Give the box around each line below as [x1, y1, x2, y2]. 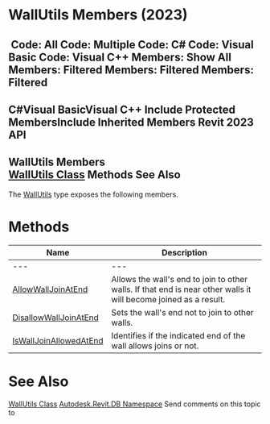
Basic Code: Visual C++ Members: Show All [8, 50, 231, 64]
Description [162, 247, 207, 258]
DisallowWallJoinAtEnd [12, 312, 99, 323]
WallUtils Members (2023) [8, 6, 188, 24]
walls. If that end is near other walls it [111, 284, 252, 295]
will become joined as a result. [111, 293, 226, 305]
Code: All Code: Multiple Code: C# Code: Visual [10, 38, 255, 52]
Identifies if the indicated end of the [111, 330, 246, 341]
